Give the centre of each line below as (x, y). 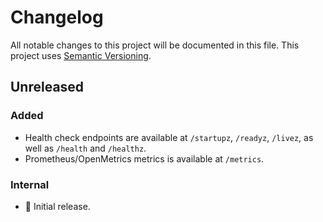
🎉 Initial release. (57, 206)
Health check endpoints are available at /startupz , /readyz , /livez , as (169, 137)
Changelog (57, 17)
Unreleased (47, 87)
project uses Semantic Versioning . (81, 55)
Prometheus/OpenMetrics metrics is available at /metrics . (144, 158)
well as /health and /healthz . (85, 148)
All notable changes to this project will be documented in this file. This (155, 45)
